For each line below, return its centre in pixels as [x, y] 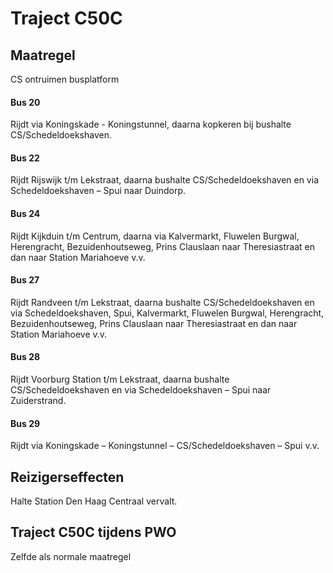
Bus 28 [25, 357]
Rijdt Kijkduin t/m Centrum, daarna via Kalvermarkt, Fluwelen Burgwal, [155, 236]
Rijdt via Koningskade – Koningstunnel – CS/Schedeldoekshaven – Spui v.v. [165, 446]
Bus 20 [25, 102]
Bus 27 [25, 280]
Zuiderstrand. [38, 401]
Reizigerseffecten [67, 477]
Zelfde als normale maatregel [71, 556]
